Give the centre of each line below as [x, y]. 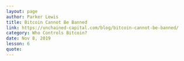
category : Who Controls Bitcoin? [47, 33]
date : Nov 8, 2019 [28, 38]
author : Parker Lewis [32, 17]
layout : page [22, 11]
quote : [14, 49]
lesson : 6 [18, 44]
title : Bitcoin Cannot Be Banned [47, 22]
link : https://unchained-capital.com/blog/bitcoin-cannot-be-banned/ [93, 28]
